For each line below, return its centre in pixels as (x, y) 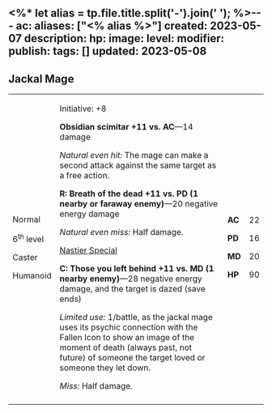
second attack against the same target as (138, 165)
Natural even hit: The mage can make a (134, 155)
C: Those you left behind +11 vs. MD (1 (137, 269)
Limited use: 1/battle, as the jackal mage (136, 317)
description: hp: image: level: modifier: (124, 38)
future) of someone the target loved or (132, 358)
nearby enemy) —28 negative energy (131, 279)
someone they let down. (105, 368)
